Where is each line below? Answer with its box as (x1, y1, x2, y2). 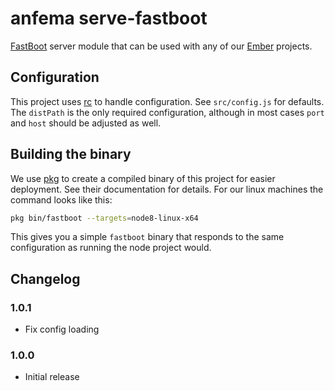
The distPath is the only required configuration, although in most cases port (10, 106, 325, 118)
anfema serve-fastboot (10, 7, 208, 30)
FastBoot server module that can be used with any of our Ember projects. (10, 40, 313, 52)
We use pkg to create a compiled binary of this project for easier (10, 172, 276, 184)
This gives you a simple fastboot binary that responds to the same (10, 231, 285, 243)
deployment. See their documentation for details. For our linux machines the (10, 183, 324, 195)
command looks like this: (10, 193, 113, 206)
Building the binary (10, 146, 132, 163)
